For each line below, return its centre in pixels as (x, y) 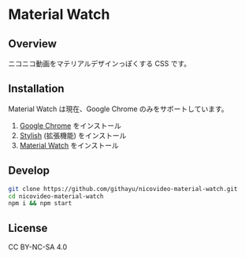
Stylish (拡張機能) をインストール (73, 135)
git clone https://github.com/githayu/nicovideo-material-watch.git (123, 189)
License (28, 228)
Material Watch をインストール (69, 145)
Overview (33, 44)
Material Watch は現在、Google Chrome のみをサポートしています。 (118, 109)
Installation (36, 89)
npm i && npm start (40, 204)
